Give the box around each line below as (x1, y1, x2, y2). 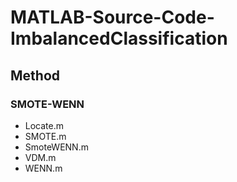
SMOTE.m (24, 130, 67, 142)
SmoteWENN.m (24, 141, 89, 153)
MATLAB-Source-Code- (10, 6, 215, 29)
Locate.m (24, 119, 65, 131)
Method (10, 67, 61, 84)
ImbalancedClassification (10, 27, 228, 50)
